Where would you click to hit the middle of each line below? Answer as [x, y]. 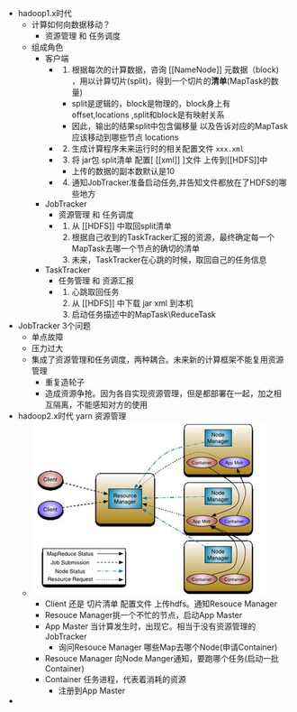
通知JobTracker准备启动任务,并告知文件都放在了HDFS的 [175, 182]
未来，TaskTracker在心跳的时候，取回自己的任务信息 [169, 259]
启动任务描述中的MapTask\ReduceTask [144, 314]
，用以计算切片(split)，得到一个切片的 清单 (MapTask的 [171, 81]
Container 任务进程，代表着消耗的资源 [115, 679]
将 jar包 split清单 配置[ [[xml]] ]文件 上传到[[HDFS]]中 [170, 160]
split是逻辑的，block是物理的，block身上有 [151, 103]
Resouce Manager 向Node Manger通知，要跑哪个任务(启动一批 [162, 658]
